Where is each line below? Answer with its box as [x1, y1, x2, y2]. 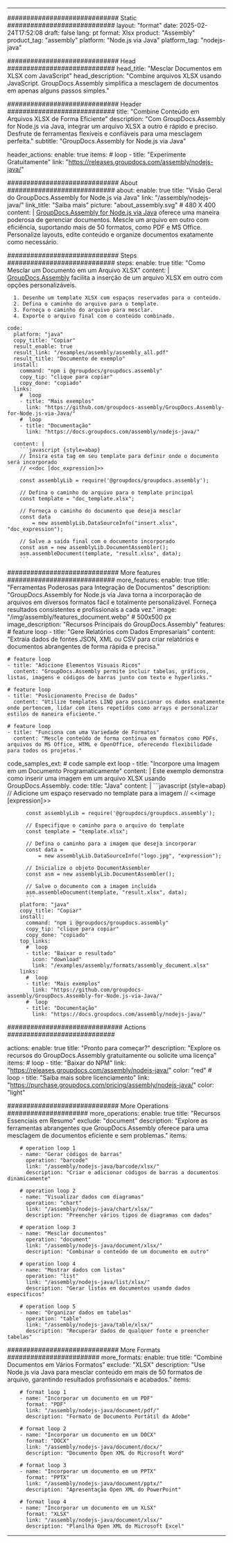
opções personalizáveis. [7, 281, 77, 289]
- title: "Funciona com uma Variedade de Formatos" [7, 729, 159, 736]
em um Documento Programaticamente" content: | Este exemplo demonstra [7, 767, 224, 775]
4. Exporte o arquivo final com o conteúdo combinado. [13, 312, 175, 319]
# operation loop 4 [19, 1260, 76, 1267]
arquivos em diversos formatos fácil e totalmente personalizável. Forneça [7, 598, 217, 606]
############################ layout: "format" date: [7, 22, 178, 29]
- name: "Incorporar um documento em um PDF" [19, 1395, 154, 1402]
